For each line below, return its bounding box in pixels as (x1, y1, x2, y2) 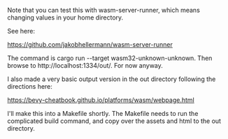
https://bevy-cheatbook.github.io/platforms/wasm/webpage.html (7, 96, 194, 104)
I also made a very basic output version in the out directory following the (7, 75, 216, 83)
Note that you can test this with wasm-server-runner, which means (7, 6, 201, 14)
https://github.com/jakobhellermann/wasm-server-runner (7, 41, 173, 48)
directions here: (7, 82, 52, 90)
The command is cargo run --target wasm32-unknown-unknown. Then (7, 54, 213, 62)
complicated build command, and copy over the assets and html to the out (7, 117, 222, 125)
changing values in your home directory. (7, 13, 124, 22)
